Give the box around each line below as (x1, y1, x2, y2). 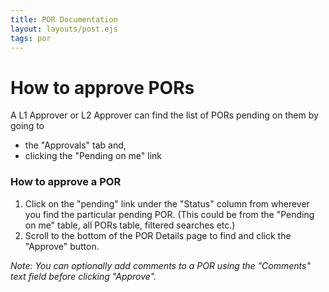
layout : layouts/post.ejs (10, 24, 118, 34)
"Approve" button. (24, 240, 100, 252)
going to (10, 120, 45, 132)
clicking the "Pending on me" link (24, 150, 162, 162)
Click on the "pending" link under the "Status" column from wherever (24, 197, 310, 210)
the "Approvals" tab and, (24, 139, 127, 151)
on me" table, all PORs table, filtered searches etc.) (24, 219, 236, 231)
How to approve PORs (10, 76, 195, 99)
